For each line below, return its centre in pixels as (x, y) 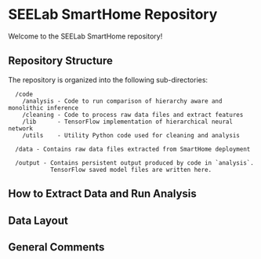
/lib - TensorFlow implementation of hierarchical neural (128, 122)
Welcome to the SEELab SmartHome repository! (85, 36)
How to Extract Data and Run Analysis (103, 194)
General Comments (56, 247)
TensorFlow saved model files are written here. (131, 170)
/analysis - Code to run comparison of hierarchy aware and (122, 101)
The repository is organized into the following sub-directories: (108, 79)
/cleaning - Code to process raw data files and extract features (133, 115)
